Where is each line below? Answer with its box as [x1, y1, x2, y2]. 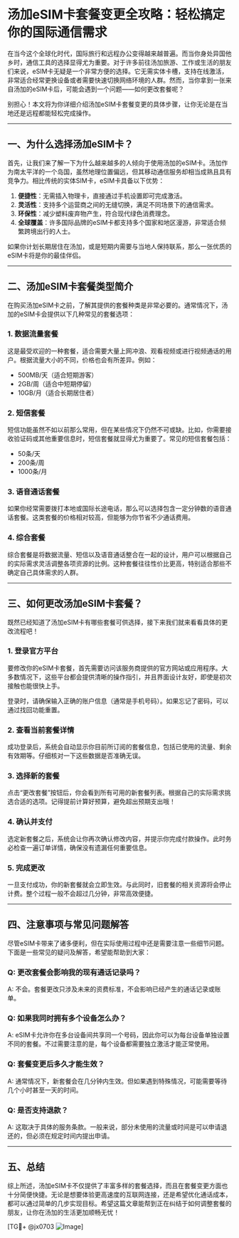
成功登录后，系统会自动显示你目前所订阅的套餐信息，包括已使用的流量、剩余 [7, 743, 232, 751]
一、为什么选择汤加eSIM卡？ [7, 138, 134, 150]
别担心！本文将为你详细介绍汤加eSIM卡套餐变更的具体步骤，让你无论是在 [7, 100, 222, 108]
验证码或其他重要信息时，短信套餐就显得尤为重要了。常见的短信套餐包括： [13, 435, 232, 443]
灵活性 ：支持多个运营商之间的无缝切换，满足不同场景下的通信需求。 [17, 200, 218, 208]
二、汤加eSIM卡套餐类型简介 [7, 280, 134, 292]
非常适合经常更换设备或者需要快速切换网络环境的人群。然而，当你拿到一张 [7, 75, 225, 84]
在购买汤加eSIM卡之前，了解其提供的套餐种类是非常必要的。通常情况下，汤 [7, 300, 228, 309]
